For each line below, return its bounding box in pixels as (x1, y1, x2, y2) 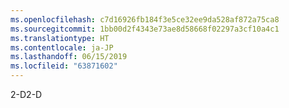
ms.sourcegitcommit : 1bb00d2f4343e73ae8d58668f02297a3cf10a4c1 (10, 24, 280, 34)
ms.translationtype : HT (10, 33, 110, 43)
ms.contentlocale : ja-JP (10, 42, 114, 53)
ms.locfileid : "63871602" (10, 61, 118, 71)
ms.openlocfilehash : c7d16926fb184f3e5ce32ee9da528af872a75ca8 (10, 14, 280, 25)
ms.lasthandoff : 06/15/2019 (10, 52, 128, 62)
